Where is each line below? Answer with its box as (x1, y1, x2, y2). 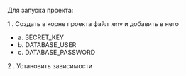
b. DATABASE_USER (17, 41, 77, 49)
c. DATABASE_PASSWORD (17, 49, 96, 56)
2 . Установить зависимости (7, 62, 93, 70)
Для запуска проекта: (7, 6, 74, 14)
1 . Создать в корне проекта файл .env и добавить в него (7, 20, 180, 27)
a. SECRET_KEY (17, 33, 65, 42)
